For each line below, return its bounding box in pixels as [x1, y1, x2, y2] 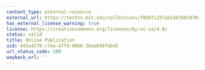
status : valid [6, 32, 43, 38]
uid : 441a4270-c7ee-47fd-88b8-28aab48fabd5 [6, 43, 119, 49]
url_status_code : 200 [6, 49, 62, 55]
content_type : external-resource [6, 9, 92, 15]
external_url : [6, 15, 43, 21]
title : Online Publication [6, 37, 75, 43]
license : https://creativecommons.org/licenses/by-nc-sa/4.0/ [6, 26, 168, 32]
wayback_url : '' [6, 54, 48, 60]
